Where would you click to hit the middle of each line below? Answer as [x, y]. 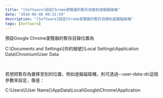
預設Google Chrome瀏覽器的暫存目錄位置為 [50, 38]
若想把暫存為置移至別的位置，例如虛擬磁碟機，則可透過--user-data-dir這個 [82, 74]
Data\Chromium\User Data [32, 54]
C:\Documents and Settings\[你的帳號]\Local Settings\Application [72, 49]
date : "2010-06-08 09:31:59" [35, 14]
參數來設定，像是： [25, 80]
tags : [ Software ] [23, 24]
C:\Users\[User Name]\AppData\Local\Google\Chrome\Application [73, 90]
